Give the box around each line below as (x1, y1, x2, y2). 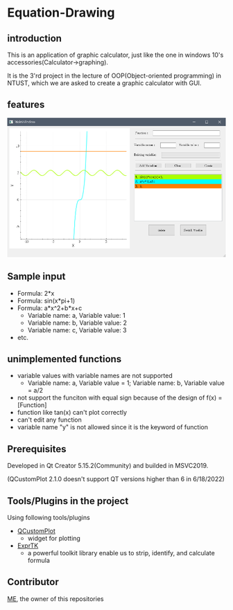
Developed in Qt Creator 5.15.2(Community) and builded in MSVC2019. (7, 462, 209, 470)
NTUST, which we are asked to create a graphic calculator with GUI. (7, 79, 202, 87)
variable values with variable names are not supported (17, 372, 173, 380)
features (7, 99, 45, 111)
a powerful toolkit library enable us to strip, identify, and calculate (27, 549, 215, 557)
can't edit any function (17, 415, 82, 424)
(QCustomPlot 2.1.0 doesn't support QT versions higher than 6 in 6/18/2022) (7, 475, 225, 483)
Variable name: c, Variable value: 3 (27, 325, 127, 334)
